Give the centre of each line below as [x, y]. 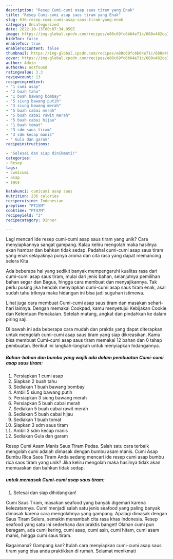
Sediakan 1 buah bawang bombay [49, 387]
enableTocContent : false [32, 48]
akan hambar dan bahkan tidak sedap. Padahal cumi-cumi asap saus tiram [85, 250]
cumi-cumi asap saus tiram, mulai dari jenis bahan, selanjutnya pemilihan [83, 276]
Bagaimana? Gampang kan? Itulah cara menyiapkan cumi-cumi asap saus [84, 546]
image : [13, 34]
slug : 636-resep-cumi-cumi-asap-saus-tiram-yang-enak [65, 20]
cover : [13, 58]
